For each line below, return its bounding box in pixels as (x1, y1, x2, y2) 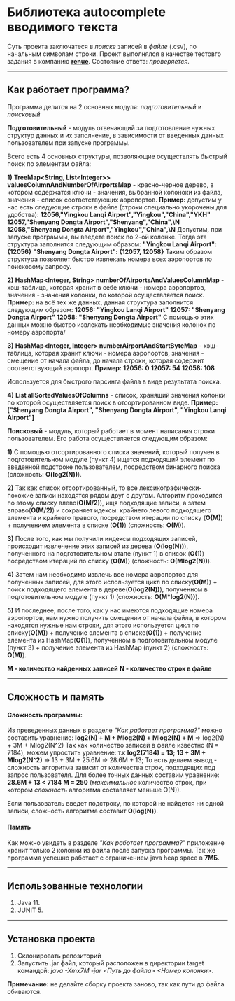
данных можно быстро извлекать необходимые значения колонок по (7, 320, 216, 329)
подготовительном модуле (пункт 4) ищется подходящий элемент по (7, 455, 215, 463)
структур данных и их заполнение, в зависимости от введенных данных (7, 131, 224, 139)
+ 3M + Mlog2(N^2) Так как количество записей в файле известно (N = (7, 741, 219, 750)
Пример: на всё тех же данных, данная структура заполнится (7, 298, 194, 307)
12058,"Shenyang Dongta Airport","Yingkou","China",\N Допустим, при (7, 225, 222, 233)
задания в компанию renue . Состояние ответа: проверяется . (7, 57, 190, 65)
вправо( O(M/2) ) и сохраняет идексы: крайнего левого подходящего (7, 505, 212, 514)
